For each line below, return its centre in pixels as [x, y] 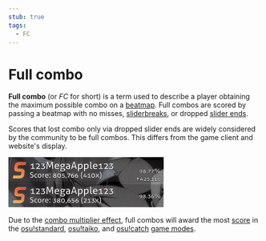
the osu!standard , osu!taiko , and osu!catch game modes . [102, 229]
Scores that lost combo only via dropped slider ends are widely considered [132, 129]
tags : [17, 25]
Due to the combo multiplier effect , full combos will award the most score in [133, 220]
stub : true [26, 17]
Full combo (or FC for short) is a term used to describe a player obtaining [129, 97]
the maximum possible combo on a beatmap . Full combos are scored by [127, 105]
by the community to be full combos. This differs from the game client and [131, 138]
